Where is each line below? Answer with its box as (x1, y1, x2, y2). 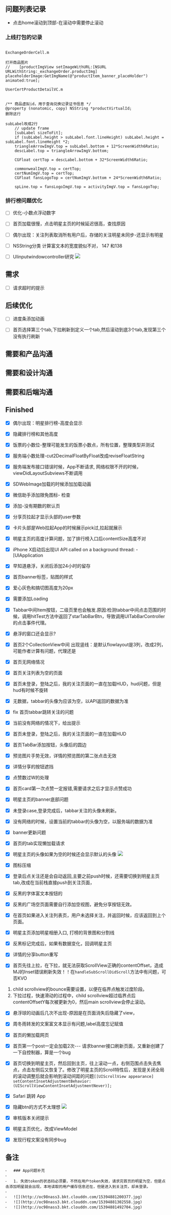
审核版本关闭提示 (12, 1114, 49, 1121)
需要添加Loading (12, 595, 48, 602)
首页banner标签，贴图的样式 (12, 574, 73, 580)
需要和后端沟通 (5, 387, 53, 397)
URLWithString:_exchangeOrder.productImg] (5, 69, 98, 74)
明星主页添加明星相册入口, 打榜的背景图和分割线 (12, 929, 115, 936)
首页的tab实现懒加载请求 (12, 840, 65, 846)
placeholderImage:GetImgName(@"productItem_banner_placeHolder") (5, 73, 148, 79)
